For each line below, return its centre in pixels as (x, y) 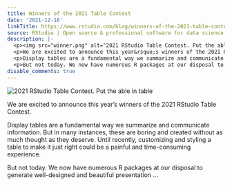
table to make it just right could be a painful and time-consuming (99, 147)
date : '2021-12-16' (35, 20)
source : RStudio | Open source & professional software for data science (116, 33)
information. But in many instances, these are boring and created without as (115, 132)
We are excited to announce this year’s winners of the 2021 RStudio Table (112, 104)
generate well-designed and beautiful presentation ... (83, 175)
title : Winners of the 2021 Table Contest (69, 13)
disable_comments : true (41, 71)
